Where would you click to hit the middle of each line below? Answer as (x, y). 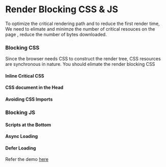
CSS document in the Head (34, 87)
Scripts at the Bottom (28, 125)
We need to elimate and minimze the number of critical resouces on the (80, 29)
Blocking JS (20, 112)
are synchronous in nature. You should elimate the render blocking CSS (80, 64)
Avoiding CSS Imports (29, 99)
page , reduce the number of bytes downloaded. (56, 34)
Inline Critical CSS (25, 76)
